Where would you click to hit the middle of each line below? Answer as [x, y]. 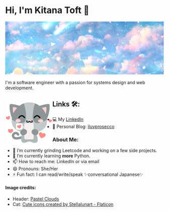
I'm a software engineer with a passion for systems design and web [75, 82]
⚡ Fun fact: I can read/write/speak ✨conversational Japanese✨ [78, 174]
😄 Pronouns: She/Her [35, 169]
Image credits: [21, 188]
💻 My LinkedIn [68, 119]
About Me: [66, 139]
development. [19, 88]
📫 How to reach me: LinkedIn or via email [56, 161]
